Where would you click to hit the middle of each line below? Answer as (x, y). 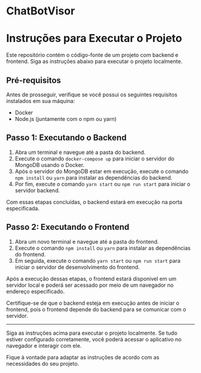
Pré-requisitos (34, 80)
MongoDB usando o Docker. (50, 165)
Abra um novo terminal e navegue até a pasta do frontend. (87, 241)
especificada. (23, 208)
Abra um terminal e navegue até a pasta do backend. (80, 152)
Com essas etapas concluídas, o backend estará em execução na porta (94, 202)
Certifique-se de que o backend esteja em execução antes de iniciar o (93, 303)
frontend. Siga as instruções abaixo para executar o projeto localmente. (94, 62)
